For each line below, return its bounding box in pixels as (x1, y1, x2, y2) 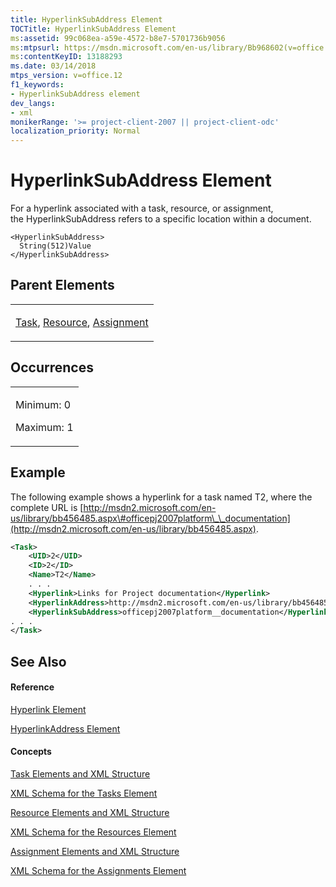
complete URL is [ (10, 501, 84, 513)
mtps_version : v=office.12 (10, 71, 123, 81)
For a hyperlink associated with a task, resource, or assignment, (10, 202, 274, 215)
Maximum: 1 (15, 420, 74, 434)
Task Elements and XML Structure (10, 768, 151, 780)
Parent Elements (10, 277, 115, 294)
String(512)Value (19, 241, 92, 251)
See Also (10, 653, 67, 670)
